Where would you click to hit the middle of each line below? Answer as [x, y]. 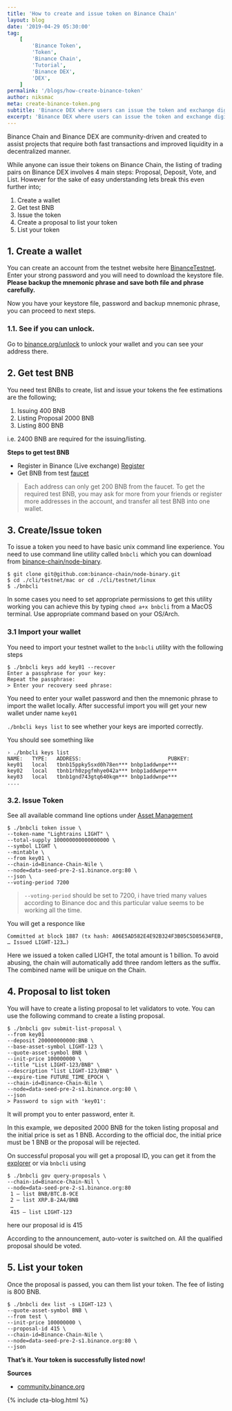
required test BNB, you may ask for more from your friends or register [123, 493]
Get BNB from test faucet [53, 473]
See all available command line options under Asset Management [100, 815]
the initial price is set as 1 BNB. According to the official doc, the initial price [115, 1134]
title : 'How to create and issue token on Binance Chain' [92, 14]
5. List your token [45, 1268]
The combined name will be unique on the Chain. [77, 970]
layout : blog [26, 20]
